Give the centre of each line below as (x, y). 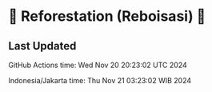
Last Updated (42, 46)
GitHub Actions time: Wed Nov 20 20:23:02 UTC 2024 (98, 65)
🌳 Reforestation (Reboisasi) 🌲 (107, 16)
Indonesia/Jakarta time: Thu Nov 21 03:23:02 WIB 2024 (100, 80)
